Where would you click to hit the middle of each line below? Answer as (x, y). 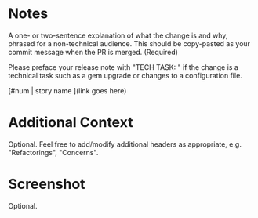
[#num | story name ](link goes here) (67, 90)
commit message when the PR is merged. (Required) (93, 52)
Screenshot (47, 184)
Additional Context (71, 123)
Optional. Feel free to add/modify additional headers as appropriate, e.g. (125, 144)
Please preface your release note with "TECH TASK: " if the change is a (124, 67)
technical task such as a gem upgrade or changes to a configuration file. (125, 75)
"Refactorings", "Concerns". (53, 152)
